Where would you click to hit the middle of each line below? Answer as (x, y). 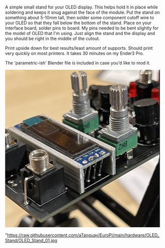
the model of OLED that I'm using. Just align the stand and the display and (80, 33)
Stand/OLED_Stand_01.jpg (31, 241)
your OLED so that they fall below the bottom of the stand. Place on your (78, 23)
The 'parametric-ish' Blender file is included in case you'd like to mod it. (78, 63)
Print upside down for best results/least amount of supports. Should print (79, 48)
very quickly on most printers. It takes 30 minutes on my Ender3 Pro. (74, 53)
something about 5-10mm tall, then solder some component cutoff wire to (80, 18)
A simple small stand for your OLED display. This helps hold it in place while (82, 7)
